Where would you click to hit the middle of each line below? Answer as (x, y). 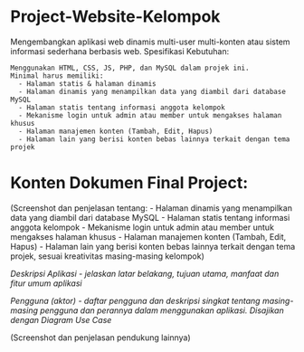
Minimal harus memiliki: (57, 76)
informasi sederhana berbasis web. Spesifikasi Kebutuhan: (120, 51)
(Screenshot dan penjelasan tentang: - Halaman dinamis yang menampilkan (152, 208)
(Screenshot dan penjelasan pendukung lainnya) (100, 338)
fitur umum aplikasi (46, 283)
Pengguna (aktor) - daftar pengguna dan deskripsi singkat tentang (135, 300)
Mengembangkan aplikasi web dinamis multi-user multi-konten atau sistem (150, 42)
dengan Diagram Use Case (61, 319)
